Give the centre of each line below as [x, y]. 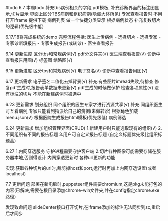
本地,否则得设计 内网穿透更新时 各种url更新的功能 [65, 157]
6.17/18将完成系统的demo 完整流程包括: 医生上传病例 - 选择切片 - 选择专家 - [83, 37]
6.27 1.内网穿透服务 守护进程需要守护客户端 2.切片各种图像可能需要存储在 [81, 151]
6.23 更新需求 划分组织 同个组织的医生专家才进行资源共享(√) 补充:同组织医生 [84, 105]
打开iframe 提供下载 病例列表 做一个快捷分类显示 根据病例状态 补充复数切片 [83, 20]
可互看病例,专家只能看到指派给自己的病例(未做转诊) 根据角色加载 [72, 111]
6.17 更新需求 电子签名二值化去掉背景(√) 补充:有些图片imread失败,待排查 [79, 81]
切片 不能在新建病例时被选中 [52, 94]
